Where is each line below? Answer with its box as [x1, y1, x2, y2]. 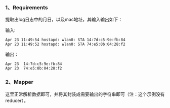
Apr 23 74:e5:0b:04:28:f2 [5, 66, 62, 71]
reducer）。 [5, 97, 29, 103]
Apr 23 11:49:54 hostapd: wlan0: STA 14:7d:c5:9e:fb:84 [5, 38, 125, 43]
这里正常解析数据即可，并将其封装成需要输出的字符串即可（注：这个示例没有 [5, 91, 165, 97]
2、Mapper [5, 79, 34, 86]
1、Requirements [5, 4, 48, 11]
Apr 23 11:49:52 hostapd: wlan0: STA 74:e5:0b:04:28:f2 [5, 42, 125, 47]
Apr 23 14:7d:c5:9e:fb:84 [5, 61, 62, 66]
